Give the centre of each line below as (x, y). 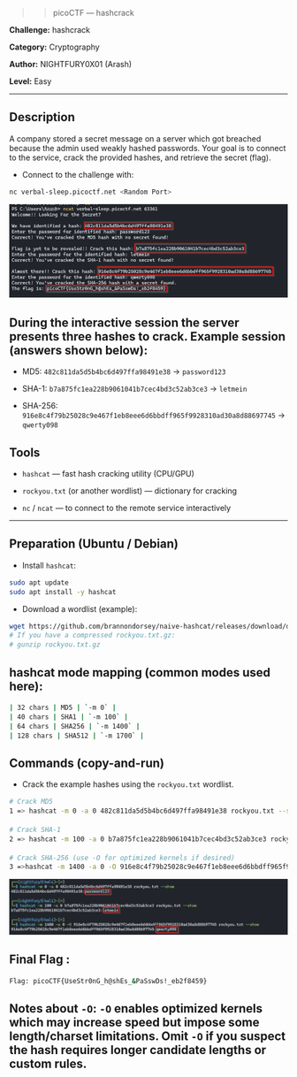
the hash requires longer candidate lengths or (138, 1050)
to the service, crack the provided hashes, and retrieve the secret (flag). (140, 157)
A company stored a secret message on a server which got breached (135, 138)
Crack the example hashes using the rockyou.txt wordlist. (128, 784)
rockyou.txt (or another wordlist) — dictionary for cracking (129, 491)
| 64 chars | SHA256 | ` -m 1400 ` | (75, 726)
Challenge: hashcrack (50, 30)
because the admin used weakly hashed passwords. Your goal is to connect (148, 148)
